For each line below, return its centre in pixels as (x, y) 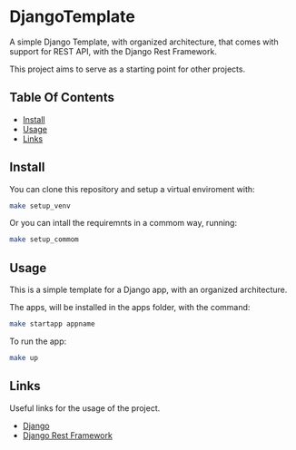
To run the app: (38, 341)
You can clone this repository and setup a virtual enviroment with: (133, 189)
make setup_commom (44, 240)
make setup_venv (40, 206)
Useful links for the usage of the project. (85, 408)
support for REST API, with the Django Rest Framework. (113, 51)
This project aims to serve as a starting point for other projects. (128, 69)
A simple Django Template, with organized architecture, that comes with (144, 42)
